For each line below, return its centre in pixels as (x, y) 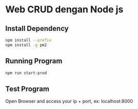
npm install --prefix (28, 40)
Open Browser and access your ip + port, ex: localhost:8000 (69, 101)
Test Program (27, 89)
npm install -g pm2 (26, 45)
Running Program (34, 61)
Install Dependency (37, 29)
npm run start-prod (26, 73)
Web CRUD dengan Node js (64, 10)
